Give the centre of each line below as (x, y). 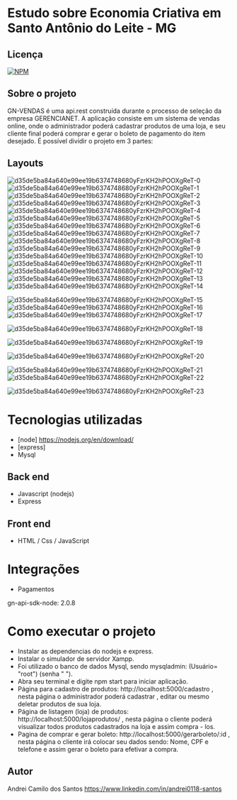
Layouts (25, 164)
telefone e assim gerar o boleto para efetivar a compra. (98, 750)
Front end (29, 524)
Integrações (44, 570)
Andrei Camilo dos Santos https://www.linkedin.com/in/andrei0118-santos (115, 789)
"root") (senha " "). (45, 674)
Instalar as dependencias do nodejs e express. (85, 652)
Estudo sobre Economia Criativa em (114, 13)
